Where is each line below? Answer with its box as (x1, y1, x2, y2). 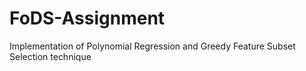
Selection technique (9, 50, 92, 62)
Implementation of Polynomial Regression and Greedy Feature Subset (9, 40, 296, 52)
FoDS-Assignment (9, 7, 166, 30)
